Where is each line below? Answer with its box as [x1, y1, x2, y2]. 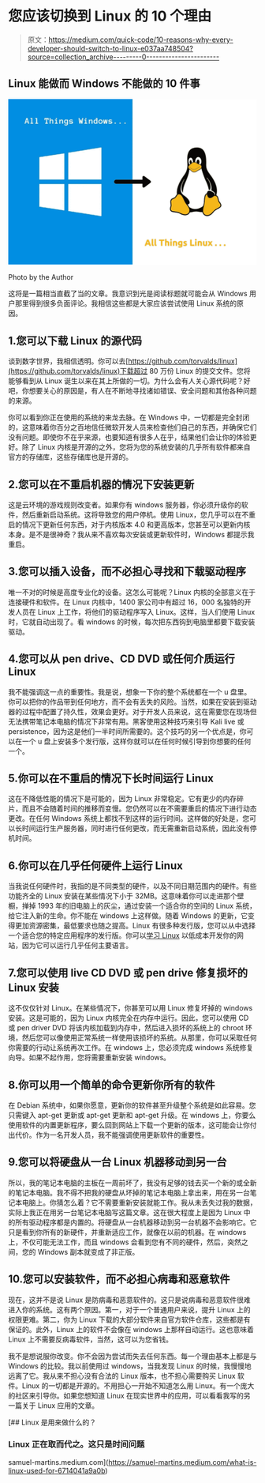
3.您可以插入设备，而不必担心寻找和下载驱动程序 [8, 565, 247, 578]
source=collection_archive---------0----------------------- [27, 52, 219, 62]
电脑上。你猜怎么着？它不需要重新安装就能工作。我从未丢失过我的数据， [21, 1198, 257, 1207]
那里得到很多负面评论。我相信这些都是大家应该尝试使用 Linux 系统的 [14, 299, 237, 308]
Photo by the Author [8, 273, 73, 282]
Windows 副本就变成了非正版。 [37, 1247, 140, 1256]
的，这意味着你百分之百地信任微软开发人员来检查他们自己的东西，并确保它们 [8, 423, 257, 432]
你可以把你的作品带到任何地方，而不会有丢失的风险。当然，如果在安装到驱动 [8, 697, 257, 706]
